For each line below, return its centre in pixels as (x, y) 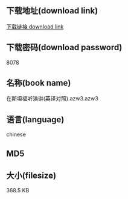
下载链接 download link (35, 27)
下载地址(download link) (52, 11)
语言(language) (35, 119)
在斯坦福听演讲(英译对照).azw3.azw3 (52, 99)
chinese (16, 134)
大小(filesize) (31, 176)
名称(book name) (39, 83)
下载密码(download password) (64, 47)
